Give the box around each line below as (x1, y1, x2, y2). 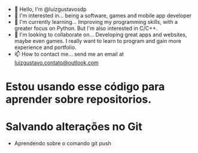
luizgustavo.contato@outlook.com (14, 59, 99, 66)
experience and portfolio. (14, 44, 77, 51)
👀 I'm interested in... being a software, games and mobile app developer (14, 12, 192, 19)
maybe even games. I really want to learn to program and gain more (14, 38, 182, 44)
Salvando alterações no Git (5, 120, 143, 134)
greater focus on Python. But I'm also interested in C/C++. (14, 25, 158, 32)
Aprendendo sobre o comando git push (14, 140, 111, 147)
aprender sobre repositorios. (5, 93, 152, 106)
